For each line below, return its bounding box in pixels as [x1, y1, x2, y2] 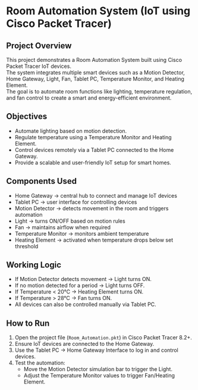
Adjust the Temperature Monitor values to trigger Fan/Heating [23, 372, 175, 379]
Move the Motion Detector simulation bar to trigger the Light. [23, 366, 172, 373]
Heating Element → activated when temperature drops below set [14, 236, 174, 244]
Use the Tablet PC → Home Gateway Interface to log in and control [14, 347, 178, 354]
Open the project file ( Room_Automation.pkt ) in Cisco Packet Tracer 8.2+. [14, 334, 192, 341]
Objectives [6, 111, 48, 121]
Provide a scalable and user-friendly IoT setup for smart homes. [14, 159, 171, 166]
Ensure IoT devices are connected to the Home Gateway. [14, 341, 155, 348]
